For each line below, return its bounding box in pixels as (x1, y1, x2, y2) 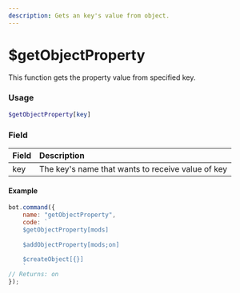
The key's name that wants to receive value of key (38, 164, 228, 175)
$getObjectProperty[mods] (22, 225, 110, 234)
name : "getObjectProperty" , (22, 211, 116, 220)
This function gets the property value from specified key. (8, 73, 196, 82)
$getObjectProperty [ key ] (8, 110, 91, 118)
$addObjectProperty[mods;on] (22, 240, 120, 248)
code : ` (22, 218, 48, 226)
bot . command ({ (8, 204, 56, 212)
